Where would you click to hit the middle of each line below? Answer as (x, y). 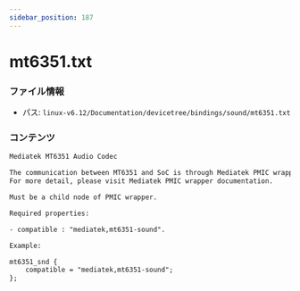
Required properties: (50, 213)
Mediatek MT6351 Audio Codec (63, 157)
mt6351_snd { (33, 262)
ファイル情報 (37, 91)
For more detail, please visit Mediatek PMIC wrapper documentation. (142, 181)
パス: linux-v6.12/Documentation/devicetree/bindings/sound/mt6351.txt (156, 112)
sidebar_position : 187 (51, 17)
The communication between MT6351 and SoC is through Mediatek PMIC (139, 173)
